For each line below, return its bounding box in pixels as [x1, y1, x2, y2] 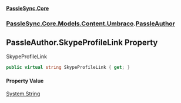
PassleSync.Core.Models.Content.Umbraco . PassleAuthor [6, 19, 175, 28]
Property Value [6, 77, 44, 84]
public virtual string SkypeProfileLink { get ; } [6, 65, 130, 71]
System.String [6, 90, 41, 97]
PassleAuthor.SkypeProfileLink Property [6, 37, 158, 47]
